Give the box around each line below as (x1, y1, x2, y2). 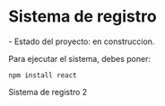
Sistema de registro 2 (8, 86, 88, 97)
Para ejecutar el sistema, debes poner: (8, 53, 152, 64)
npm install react (8, 70, 77, 80)
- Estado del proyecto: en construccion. (8, 36, 155, 47)
